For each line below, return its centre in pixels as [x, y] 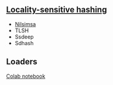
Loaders [22, 62]
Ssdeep [24, 37]
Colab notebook [26, 76]
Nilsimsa [25, 24]
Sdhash [24, 43]
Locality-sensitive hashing [56, 10]
